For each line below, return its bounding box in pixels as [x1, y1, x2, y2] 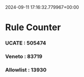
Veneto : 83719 [5, 53, 42, 60]
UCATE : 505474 [5, 39, 46, 46]
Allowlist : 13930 [5, 66, 46, 73]
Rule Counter [5, 22, 61, 33]
